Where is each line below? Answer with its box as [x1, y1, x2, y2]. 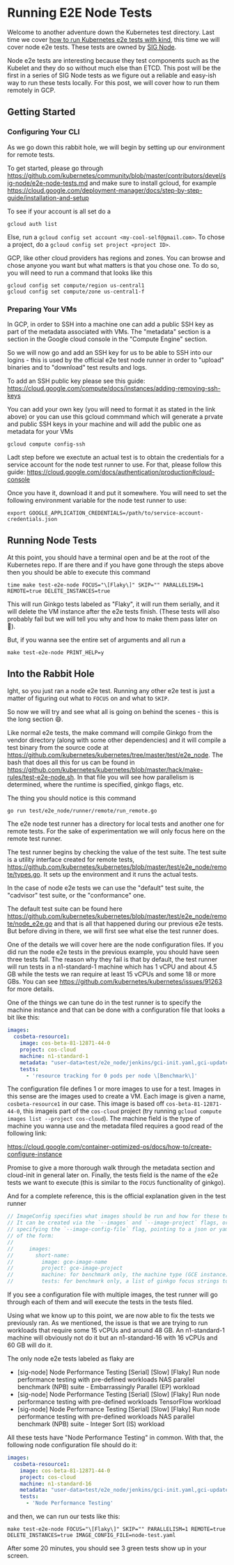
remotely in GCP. [7, 86, 56, 94]
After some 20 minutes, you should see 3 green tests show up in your [7, 1544, 207, 1552]
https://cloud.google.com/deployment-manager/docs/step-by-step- [7, 186, 203, 195]
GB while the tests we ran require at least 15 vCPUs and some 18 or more [7, 970, 217, 978]
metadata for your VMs [7, 427, 74, 435]
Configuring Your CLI [7, 127, 80, 137]
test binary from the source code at [7, 743, 109, 751]
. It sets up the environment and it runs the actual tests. [40, 870, 198, 879]
